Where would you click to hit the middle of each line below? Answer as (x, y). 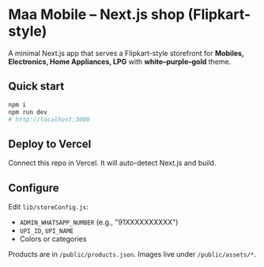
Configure (34, 188)
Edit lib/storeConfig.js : (48, 207)
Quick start (36, 86)
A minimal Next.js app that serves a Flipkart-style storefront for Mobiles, (126, 53)
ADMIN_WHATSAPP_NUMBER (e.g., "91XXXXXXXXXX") (99, 222)
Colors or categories (53, 239)
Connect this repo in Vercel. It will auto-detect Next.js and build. (112, 163)
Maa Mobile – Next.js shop (96, 15)
